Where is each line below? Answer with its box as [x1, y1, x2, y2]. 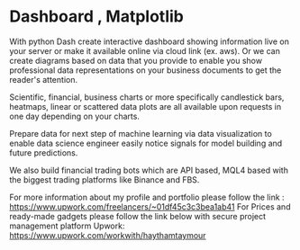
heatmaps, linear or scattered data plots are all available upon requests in [9, 101, 282, 112]
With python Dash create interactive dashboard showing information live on [9, 36, 290, 47]
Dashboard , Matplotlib [9, 6, 185, 27]
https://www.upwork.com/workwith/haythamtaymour [9, 229, 206, 240]
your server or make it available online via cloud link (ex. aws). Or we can [9, 45, 281, 56]
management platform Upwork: [9, 220, 125, 231]
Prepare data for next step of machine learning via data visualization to [9, 128, 272, 138]
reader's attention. [9, 74, 78, 85]
